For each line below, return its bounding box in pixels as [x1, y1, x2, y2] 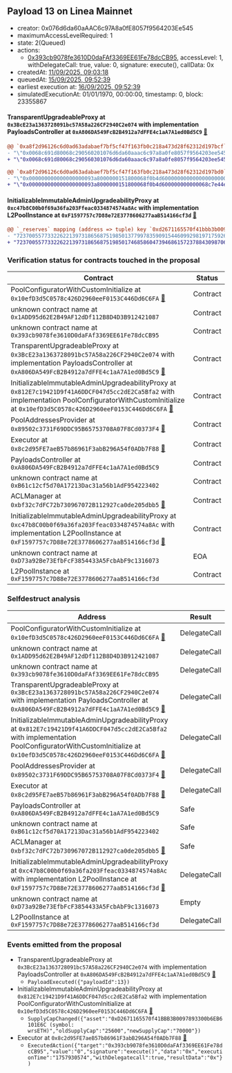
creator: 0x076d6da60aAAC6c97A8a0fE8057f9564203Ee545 [17, 23, 193, 32]
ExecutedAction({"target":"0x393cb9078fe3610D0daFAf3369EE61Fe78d [27, 1042, 223, 1049]
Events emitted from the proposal [7, 940, 122, 949]
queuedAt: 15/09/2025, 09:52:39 [17, 75, 110, 84]
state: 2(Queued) [17, 38, 66, 47]
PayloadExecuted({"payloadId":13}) [27, 978, 130, 985]
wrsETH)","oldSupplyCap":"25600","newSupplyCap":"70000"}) [27, 1027, 202, 1034]
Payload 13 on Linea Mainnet [7, 6, 133, 17]
